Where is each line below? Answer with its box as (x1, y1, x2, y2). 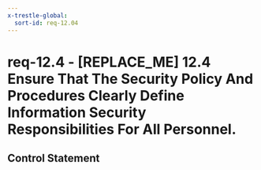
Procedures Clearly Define (7, 86, 185, 104)
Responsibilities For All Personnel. (7, 120, 237, 138)
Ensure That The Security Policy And (7, 70, 254, 88)
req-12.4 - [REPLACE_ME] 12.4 (7, 53, 211, 71)
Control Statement (7, 152, 100, 165)
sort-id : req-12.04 (14, 19, 79, 27)
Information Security (7, 104, 147, 121)
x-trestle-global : (7, 11, 68, 20)
